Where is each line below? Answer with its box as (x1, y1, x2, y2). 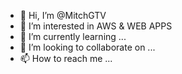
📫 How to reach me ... (19, 53, 113, 64)
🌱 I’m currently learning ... (19, 31, 127, 42)
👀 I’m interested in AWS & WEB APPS (19, 20, 173, 32)
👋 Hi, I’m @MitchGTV (19, 10, 107, 21)
